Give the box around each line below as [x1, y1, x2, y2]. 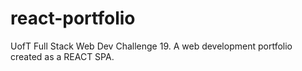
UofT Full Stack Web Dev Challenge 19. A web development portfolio [10, 40, 293, 52]
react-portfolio [10, 7, 136, 30]
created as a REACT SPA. [10, 50, 115, 62]
